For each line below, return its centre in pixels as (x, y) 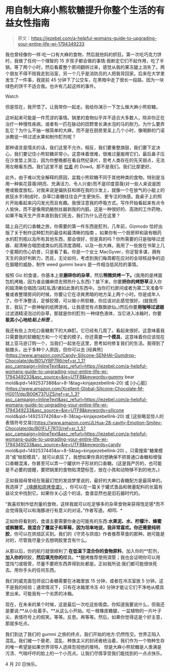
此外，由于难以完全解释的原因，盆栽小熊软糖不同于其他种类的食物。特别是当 (85, 177)
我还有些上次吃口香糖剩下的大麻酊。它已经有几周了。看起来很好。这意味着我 (85, 330)
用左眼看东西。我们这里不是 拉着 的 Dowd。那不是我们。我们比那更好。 (80, 166)
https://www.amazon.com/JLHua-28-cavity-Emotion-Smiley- (99, 422)
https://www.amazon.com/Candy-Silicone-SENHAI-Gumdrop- (72, 355)
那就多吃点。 (18, 623)
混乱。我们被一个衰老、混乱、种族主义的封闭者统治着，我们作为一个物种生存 (85, 640)
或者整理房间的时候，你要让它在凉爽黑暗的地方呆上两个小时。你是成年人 (85, 294)
